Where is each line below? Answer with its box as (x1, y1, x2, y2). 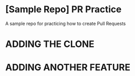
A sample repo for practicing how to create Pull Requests (5, 20, 126, 27)
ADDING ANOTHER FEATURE (5, 62, 131, 73)
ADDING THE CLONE (5, 38, 95, 50)
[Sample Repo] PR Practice (5, 4, 122, 15)
